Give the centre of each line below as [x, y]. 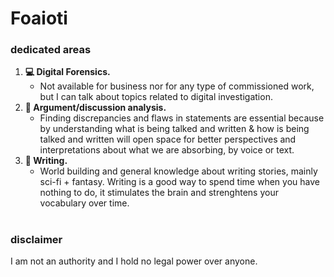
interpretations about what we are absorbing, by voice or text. [167, 150]
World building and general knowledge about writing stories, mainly [178, 171]
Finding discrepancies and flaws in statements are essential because [182, 118]
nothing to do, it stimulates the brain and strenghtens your [159, 193]
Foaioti [39, 18]
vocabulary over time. [84, 203]
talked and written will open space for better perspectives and [168, 139]
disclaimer [36, 239]
